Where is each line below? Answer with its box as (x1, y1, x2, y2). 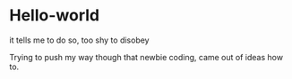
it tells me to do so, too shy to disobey (9, 35, 150, 45)
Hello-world (9, 5, 100, 26)
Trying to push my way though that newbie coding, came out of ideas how (9, 51, 284, 62)
